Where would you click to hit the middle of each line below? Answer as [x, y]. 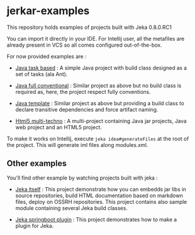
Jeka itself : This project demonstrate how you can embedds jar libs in [101, 189]
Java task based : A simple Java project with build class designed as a [101, 68]
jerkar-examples [48, 11]
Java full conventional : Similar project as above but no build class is [98, 85]
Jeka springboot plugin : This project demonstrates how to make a [96, 219]
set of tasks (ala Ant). [41, 74]
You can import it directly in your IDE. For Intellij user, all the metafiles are [96, 38]
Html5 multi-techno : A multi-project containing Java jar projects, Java [101, 121]
